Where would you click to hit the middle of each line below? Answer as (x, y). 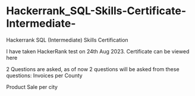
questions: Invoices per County (44, 75)
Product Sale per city (32, 87)
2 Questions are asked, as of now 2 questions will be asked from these (93, 69)
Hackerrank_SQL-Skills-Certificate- (96, 11)
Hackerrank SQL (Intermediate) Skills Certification (67, 40)
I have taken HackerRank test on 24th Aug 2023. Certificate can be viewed (98, 51)
